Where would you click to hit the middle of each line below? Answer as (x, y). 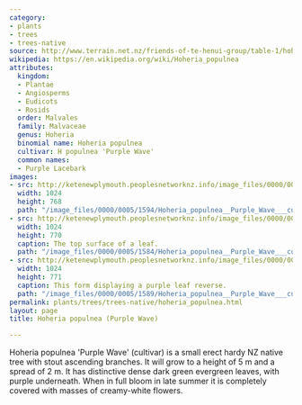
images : (24, 176)
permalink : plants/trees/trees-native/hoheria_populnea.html (126, 302)
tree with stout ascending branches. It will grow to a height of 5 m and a (142, 362)
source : (24, 51)
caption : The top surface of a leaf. (88, 244)
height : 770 (40, 235)
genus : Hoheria (46, 135)
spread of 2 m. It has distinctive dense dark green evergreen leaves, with (145, 372)
